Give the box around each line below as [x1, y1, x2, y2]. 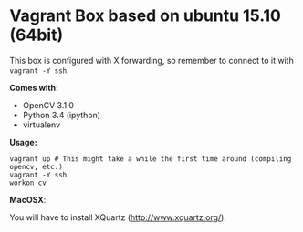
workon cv [9, 178, 47, 187]
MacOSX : [9, 194, 47, 205]
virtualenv [22, 119, 61, 130]
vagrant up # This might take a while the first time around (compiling [9, 154, 292, 164]
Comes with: [9, 82, 59, 93]
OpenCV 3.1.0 [22, 99, 75, 110]
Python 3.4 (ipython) [22, 109, 101, 120]
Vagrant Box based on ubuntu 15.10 [9, 5, 281, 26]
